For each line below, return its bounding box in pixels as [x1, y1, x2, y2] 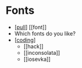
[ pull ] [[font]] [14, 23, 47, 31]
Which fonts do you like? [14, 29, 76, 37]
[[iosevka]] [23, 55, 51, 63]
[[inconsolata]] [23, 49, 60, 56]
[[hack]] [23, 43, 43, 50]
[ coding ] [14, 36, 36, 43]
